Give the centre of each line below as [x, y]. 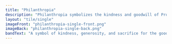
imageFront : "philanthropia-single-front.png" [56, 24]
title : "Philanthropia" [31, 10]
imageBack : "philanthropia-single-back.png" [53, 29]
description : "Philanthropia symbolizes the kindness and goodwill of [82, 15]
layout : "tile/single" [29, 19]
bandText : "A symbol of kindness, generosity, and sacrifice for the [81, 33]
